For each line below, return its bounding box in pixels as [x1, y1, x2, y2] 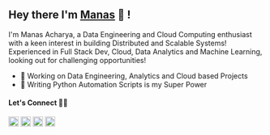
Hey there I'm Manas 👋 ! [8, 8, 131, 22]
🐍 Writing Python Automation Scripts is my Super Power [19, 79, 208, 89]
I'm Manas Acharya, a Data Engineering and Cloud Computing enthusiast [8, 29, 253, 39]
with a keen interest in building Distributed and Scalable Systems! [8, 38, 227, 48]
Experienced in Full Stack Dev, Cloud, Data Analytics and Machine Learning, [8, 46, 263, 57]
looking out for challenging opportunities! [8, 55, 147, 65]
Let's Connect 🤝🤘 [8, 98, 68, 108]
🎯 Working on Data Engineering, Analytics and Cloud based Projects [19, 70, 249, 81]
